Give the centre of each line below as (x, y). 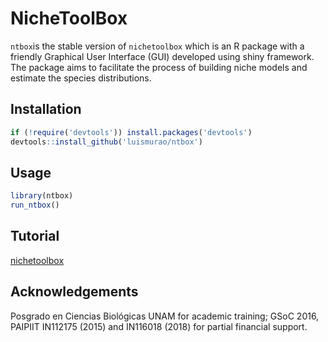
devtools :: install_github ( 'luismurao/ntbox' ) (106, 142)
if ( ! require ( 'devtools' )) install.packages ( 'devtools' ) (131, 132)
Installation (46, 109)
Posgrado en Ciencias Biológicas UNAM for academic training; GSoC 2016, (165, 316)
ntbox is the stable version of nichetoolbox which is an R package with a (157, 46)
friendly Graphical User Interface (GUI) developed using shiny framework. (162, 56)
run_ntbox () (35, 205)
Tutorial (35, 236)
